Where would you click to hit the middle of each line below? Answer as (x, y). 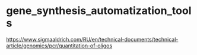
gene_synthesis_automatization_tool (99, 11)
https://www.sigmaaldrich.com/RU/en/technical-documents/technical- (92, 39)
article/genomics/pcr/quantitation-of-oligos (59, 46)
